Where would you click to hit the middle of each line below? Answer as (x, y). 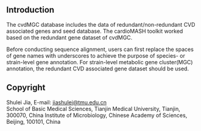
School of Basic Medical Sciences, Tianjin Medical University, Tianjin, (93, 109)
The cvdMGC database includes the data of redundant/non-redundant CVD (101, 24)
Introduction (30, 10)
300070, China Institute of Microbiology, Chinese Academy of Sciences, (97, 115)
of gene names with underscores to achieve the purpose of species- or (96, 55)
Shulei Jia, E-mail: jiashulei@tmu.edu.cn (56, 102)
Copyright (26, 88)
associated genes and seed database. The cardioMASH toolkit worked (95, 31)
